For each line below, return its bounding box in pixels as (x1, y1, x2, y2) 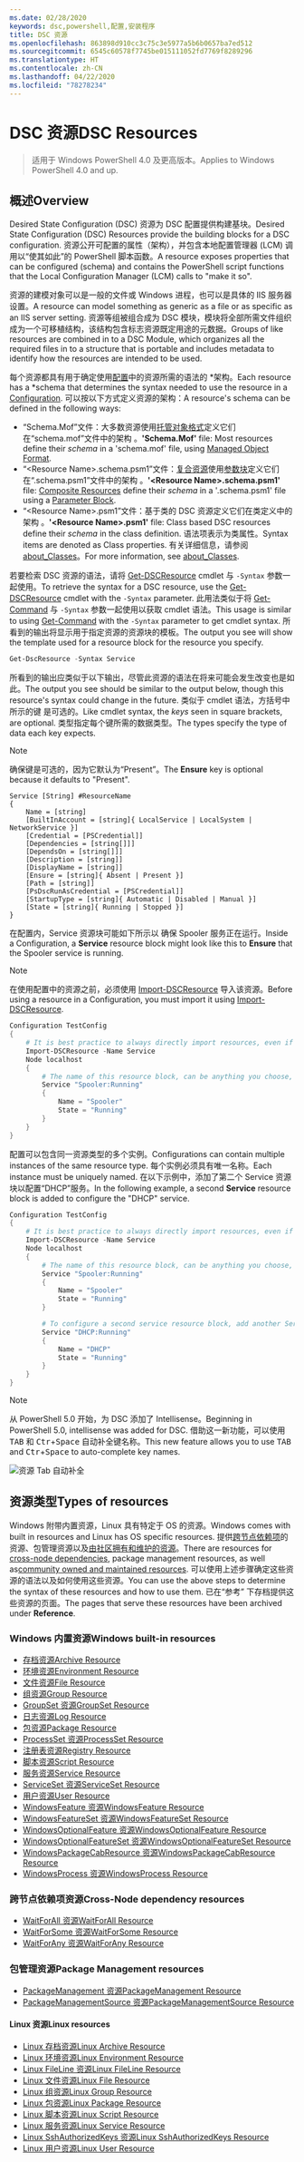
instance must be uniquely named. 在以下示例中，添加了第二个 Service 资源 (9, 1171, 292, 1182)
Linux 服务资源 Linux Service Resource (22, 2119, 166, 2131)
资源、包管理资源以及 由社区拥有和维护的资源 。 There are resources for (9, 1543, 272, 1553)
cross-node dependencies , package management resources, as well (9, 1553, 265, 1563)
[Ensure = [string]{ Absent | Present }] (25, 872, 184, 881)
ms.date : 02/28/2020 (9, 13, 88, 23)
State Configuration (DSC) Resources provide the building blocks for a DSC (9, 229, 290, 240)
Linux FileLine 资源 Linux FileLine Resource (22, 2063, 181, 2074)
